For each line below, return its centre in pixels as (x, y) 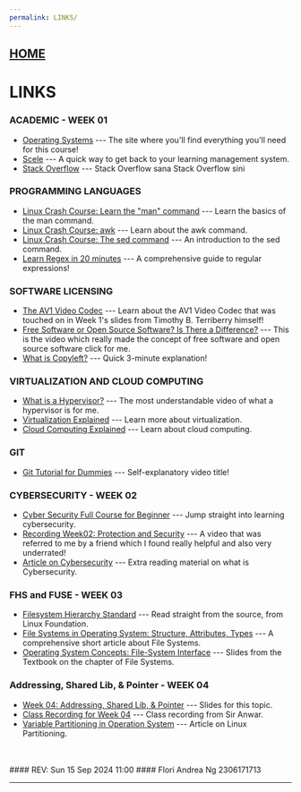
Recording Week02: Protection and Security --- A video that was (142, 533)
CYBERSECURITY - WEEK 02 (73, 495)
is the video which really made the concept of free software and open (151, 339)
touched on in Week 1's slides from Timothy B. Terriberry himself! (143, 320)
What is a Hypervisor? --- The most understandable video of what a (148, 401)
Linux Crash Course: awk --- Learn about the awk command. (135, 230)
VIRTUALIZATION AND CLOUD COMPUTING (107, 381)
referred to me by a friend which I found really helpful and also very (147, 543)
